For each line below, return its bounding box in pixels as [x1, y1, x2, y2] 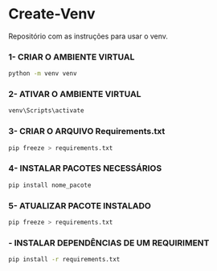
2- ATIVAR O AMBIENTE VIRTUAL [8, 89, 141, 100]
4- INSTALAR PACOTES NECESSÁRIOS [8, 163, 162, 174]
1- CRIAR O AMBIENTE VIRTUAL [8, 51, 135, 63]
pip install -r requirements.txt [8, 256, 121, 264]
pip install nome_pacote [8, 181, 92, 189]
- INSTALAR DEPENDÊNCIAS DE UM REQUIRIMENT [8, 237, 210, 249]
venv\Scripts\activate [8, 107, 84, 115]
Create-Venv [8, 5, 96, 23]
